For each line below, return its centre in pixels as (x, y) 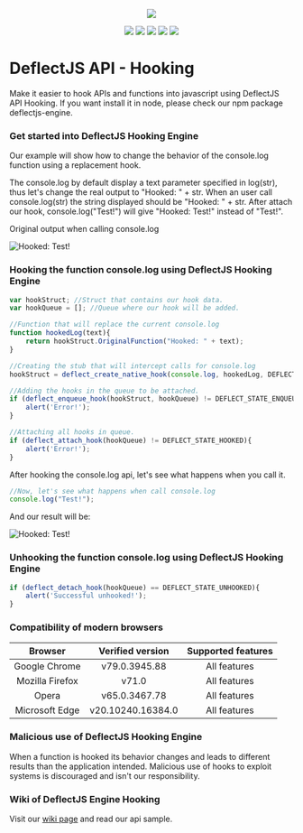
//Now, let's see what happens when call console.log (113, 491)
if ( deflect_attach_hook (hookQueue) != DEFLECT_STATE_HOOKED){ (131, 440)
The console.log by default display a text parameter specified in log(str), (143, 183)
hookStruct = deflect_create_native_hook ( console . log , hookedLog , (137, 375)
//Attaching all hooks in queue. (72, 432)
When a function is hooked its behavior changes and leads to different (140, 756)
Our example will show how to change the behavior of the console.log (139, 156)
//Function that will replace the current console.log (115, 325)
